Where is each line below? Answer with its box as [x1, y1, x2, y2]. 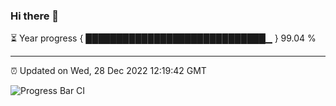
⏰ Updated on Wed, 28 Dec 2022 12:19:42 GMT [10, 65, 207, 77]
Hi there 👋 [10, 9, 60, 23]
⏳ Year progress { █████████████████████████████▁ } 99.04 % [10, 32, 317, 44]
